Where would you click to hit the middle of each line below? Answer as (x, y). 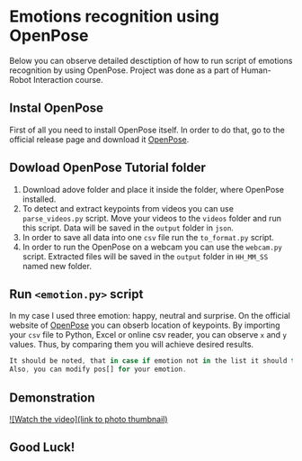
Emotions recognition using (115, 17)
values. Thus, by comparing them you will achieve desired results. (132, 345)
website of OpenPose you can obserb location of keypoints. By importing (145, 325)
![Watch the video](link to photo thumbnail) (89, 419)
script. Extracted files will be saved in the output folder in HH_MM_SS (145, 256)
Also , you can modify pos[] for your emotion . (98, 370)
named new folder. (57, 266)
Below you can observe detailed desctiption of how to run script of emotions (151, 60)
